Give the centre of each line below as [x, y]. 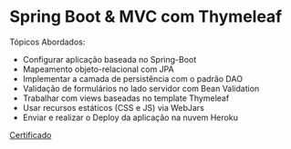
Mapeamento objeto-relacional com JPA [99, 69]
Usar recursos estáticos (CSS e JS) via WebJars [114, 107]
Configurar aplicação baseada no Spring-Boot [109, 59]
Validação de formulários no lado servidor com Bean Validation [141, 88]
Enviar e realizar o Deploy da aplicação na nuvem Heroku [130, 117]
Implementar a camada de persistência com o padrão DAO [133, 78]
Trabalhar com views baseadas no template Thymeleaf [126, 98]
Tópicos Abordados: [47, 42]
